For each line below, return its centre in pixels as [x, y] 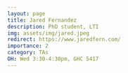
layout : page [26, 14]
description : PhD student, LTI [53, 26]
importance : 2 [28, 46]
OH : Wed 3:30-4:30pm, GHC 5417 [53, 59]
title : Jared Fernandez [42, 20]
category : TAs [28, 53]
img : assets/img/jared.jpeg [49, 33]
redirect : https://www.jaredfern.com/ [64, 40]
